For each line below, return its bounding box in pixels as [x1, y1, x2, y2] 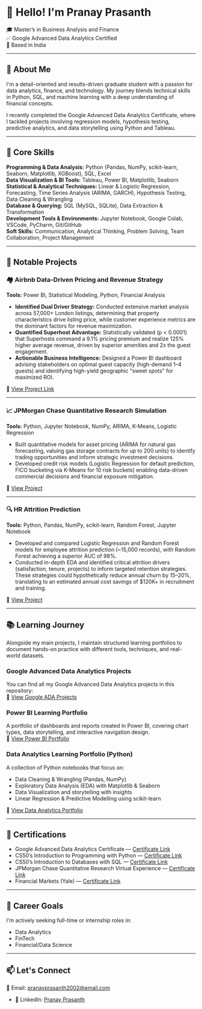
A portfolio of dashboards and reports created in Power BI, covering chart [6, 722, 189, 730]
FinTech [14, 935, 35, 942]
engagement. [14, 348, 48, 355]
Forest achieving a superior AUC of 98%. [14, 552, 117, 559]
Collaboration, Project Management [6, 234, 94, 241]
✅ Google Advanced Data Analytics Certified [6, 34, 117, 42]
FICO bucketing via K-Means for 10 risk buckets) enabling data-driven [14, 466, 188, 473]
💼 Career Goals [6, 900, 64, 911]
